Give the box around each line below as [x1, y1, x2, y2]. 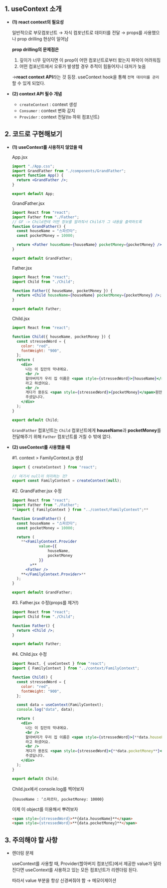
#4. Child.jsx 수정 [11, 651, 47, 657]
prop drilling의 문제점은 [11, 46, 59, 52]
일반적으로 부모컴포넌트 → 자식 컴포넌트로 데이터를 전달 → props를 [11, 29, 143, 35]
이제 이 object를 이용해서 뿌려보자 [11, 806, 78, 812]
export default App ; [11, 191, 55, 196]
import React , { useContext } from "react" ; [11, 661, 106, 666]
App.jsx [11, 154, 28, 160]
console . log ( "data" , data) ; [16, 707, 75, 712]
